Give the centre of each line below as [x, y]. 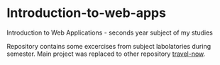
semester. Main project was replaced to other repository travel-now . [106, 54]
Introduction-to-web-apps [86, 13]
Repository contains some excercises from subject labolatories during [109, 46]
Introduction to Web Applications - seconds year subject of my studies [110, 32]
